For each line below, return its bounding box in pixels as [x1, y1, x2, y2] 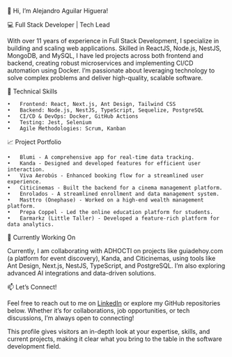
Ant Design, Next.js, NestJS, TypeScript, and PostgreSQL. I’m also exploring [7, 261, 226, 270]
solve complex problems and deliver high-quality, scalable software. [7, 74, 203, 82]
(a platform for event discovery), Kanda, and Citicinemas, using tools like [7, 255, 216, 262]
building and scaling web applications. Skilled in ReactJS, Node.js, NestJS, [7, 44, 222, 52]
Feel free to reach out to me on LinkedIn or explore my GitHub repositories [7, 299, 221, 307]
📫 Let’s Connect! [7, 283, 57, 291]
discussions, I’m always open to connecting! [7, 314, 134, 322]
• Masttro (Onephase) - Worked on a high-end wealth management [7, 197, 204, 204]
